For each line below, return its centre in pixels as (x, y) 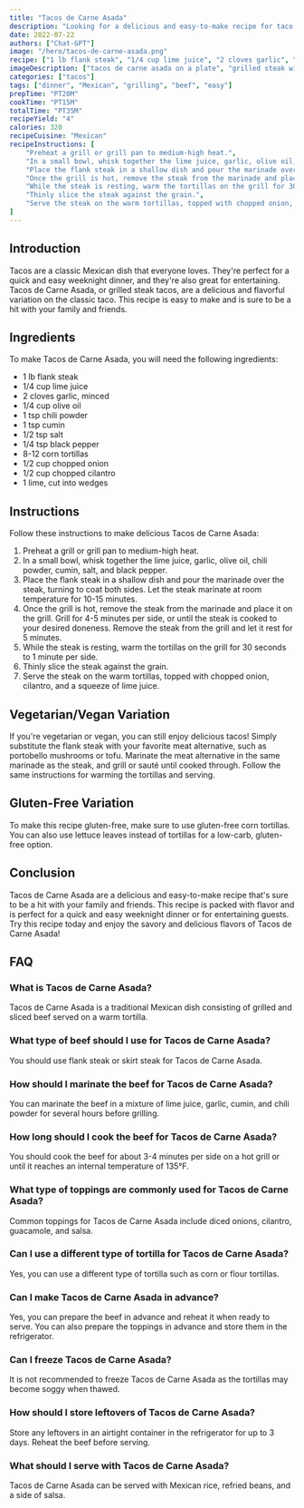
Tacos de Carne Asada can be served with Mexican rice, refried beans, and (150, 1485)
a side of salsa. (38, 1494)
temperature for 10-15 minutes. (80, 599)
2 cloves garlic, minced (66, 397)
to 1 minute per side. (60, 657)
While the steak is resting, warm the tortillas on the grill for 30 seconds (154, 647)
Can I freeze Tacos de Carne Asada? (90, 1360)
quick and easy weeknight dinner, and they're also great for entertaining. (145, 280)
